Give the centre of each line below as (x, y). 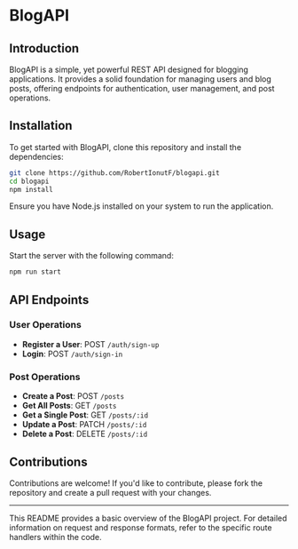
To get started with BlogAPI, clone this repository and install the (125, 147)
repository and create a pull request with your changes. (110, 492)
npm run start (35, 272)
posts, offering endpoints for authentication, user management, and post (142, 88)
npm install (31, 189)
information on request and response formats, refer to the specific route (141, 527)
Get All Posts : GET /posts (69, 406)
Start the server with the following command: (92, 256)
